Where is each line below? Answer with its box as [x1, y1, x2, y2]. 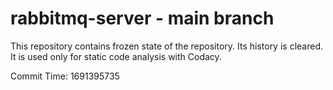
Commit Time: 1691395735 [10, 70, 120, 82]
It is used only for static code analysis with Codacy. [10, 50, 222, 62]
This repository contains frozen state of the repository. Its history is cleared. [10, 40, 323, 52]
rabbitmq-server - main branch [10, 7, 275, 30]
